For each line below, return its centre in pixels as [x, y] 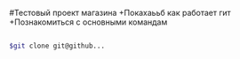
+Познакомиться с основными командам [88, 22]
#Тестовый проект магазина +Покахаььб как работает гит [120, 13]
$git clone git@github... [57, 46]
